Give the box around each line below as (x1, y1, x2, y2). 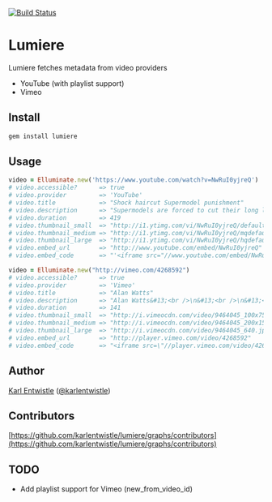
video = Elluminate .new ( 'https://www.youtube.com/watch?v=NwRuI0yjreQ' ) (8, 176, 259, 184)
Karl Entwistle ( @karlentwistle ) (8, 385, 111, 395)
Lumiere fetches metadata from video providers (8, 62, 168, 72)
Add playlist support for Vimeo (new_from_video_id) (19, 484, 193, 494)
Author (8, 364, 45, 378)
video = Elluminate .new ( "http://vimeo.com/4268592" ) (8, 266, 190, 275)
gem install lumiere (8, 132, 79, 140)
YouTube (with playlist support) (19, 78, 125, 88)
